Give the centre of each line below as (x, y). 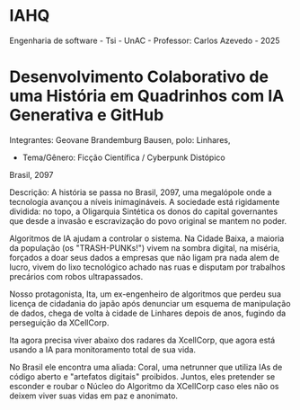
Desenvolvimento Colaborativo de (139, 77)
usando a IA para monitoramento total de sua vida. (102, 349)
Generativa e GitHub (87, 116)
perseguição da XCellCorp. (59, 322)
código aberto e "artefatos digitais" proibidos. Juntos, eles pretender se (142, 376)
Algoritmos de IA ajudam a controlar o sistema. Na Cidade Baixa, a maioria (147, 238)
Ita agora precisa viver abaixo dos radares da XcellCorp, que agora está (142, 340)
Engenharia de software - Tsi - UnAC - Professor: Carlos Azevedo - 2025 (145, 40)
